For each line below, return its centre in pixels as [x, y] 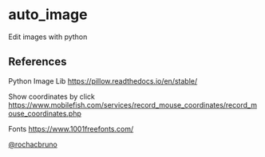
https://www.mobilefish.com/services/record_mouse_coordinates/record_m [133, 104]
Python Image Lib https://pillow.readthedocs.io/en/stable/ [103, 80]
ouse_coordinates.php [45, 113]
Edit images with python [48, 37]
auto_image [48, 15]
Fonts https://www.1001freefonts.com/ [71, 128]
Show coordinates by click [52, 96]
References [38, 62]
